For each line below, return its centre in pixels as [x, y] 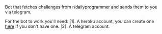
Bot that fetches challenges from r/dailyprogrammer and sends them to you [81, 7]
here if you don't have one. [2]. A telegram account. [57, 26]
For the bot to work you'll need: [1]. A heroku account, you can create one [80, 21]
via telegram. [18, 12]
